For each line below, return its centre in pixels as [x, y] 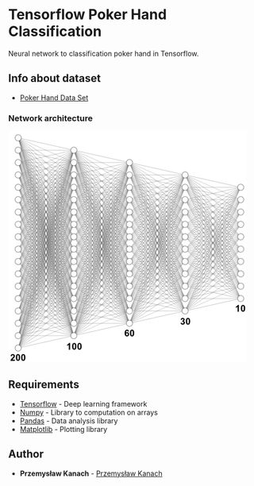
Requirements [44, 385]
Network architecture [50, 118]
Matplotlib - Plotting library [63, 429]
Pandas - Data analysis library [69, 420]
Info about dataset [55, 78]
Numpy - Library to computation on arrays [89, 412]
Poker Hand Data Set [54, 98]
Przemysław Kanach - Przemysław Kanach [91, 473]
